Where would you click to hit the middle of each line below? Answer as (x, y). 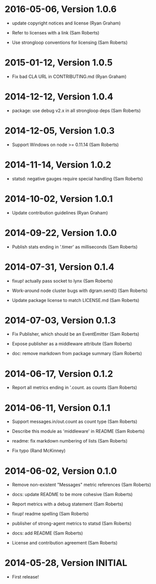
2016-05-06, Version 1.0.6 (61, 9)
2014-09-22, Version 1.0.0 (61, 233)
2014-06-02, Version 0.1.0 (61, 471)
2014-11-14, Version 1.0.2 (58, 165)
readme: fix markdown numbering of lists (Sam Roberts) (70, 441)
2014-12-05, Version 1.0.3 (60, 130)
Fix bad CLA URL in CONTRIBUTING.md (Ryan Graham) (69, 76)
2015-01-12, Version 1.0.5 (59, 63)
